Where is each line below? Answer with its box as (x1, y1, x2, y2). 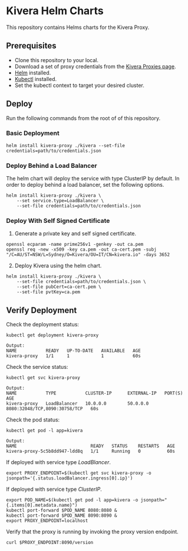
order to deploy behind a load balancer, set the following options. (6, 181, 164, 189)
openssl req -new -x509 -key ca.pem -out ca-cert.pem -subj (6, 247, 157, 252)
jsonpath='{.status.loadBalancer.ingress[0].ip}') (6, 475, 133, 481)
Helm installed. (14, 69, 51, 76)
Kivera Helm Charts (6, 4, 104, 18)
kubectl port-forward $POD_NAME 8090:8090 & (6, 513, 117, 518)
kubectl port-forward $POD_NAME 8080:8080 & (6, 507, 117, 514)
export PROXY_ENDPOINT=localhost (6, 518, 88, 524)
